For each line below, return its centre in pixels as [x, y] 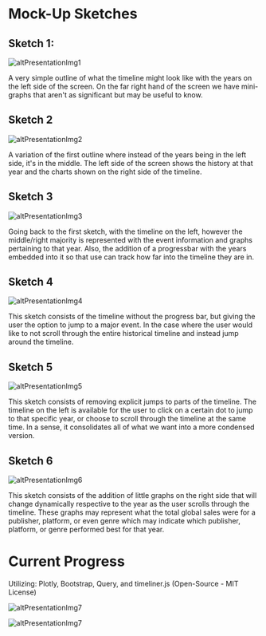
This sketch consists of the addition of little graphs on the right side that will [133, 496]
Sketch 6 [31, 461]
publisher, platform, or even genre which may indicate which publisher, [124, 521]
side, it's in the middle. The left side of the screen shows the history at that [131, 163]
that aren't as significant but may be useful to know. [118, 95]
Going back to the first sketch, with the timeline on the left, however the [125, 231]
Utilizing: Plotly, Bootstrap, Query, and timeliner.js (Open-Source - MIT [123, 584]
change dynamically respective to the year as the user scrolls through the [129, 504]
